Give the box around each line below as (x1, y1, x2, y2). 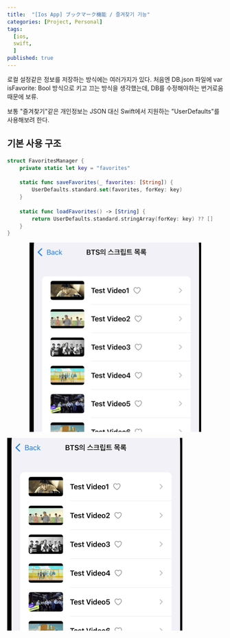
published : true (7, 55, 54, 62)
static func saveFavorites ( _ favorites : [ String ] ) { (19, 179, 174, 186)
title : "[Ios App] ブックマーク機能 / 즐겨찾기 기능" (7, 11, 150, 18)
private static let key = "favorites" (19, 164, 130, 171)
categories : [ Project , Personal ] (7, 18, 103, 25)
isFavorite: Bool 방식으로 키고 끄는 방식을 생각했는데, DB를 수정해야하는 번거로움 (7, 83, 224, 92)
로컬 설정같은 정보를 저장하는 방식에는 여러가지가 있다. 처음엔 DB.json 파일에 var (7, 75, 223, 83)
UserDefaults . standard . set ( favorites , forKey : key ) (32, 187, 183, 193)
